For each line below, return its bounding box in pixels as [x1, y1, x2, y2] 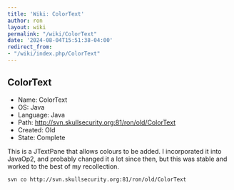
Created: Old [17, 125, 56, 134]
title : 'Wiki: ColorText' [7, 10, 84, 18]
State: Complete [17, 133, 66, 142]
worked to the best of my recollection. [7, 162, 120, 171]
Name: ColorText [17, 95, 68, 104]
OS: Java [17, 102, 45, 111]
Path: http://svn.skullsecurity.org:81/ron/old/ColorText [17, 118, 176, 127]
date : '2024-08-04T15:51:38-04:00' [7, 37, 113, 44]
